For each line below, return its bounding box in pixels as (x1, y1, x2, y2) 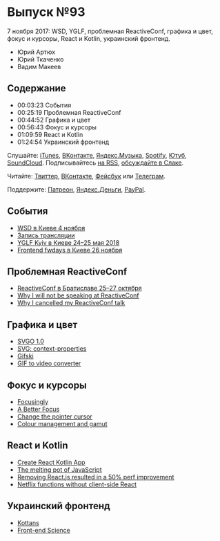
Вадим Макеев (17, 62, 61, 71)
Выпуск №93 (7, 4, 86, 20)
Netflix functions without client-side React (17, 480, 137, 488)
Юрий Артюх (17, 48, 56, 56)
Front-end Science (17, 526, 71, 534)
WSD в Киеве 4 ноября (17, 223, 86, 232)
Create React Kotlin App (17, 458, 86, 466)
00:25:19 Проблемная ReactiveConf (17, 108, 121, 116)
